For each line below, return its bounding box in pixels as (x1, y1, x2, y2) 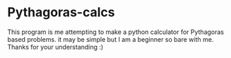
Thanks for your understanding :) (7, 42, 104, 51)
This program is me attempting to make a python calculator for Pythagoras (7, 28, 225, 36)
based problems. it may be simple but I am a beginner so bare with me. (7, 35, 214, 43)
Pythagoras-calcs (7, 4, 115, 21)
